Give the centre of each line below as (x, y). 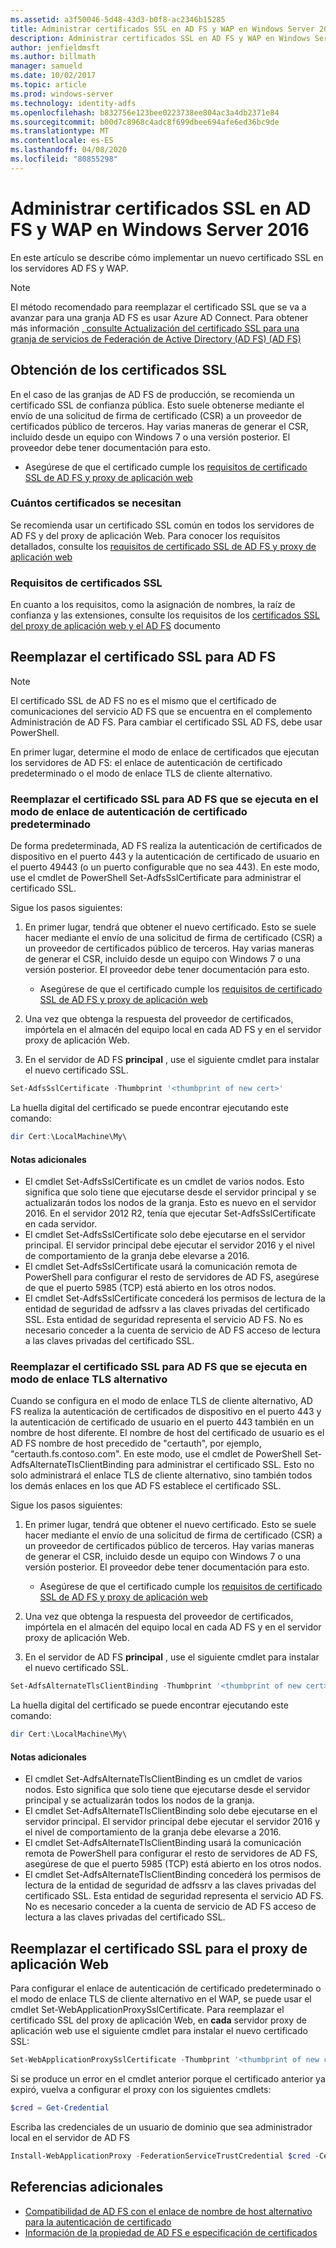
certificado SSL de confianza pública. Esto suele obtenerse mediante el (157, 405)
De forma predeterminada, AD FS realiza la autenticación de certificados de (166, 846)
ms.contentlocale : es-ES (62, 141)
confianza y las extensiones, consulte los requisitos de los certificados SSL (165, 615)
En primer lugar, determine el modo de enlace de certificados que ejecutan (165, 752)
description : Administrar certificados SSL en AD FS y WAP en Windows (160, 38)
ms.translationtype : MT (60, 131)
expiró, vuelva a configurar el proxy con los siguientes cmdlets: (141, 2090)
